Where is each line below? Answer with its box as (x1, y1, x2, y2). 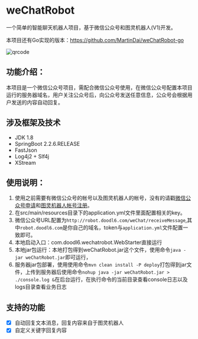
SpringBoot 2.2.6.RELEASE (14, 140, 80, 147)
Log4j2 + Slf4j (14, 152, 49, 160)
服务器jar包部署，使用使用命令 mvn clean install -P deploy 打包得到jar (14, 261, 187, 268)
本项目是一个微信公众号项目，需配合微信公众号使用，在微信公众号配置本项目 (6, 84, 193, 91)
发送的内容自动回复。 (11, 98, 63, 105)
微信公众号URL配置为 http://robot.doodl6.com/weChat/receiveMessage (14, 217, 186, 224)
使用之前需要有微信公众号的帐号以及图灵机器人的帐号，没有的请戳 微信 (14, 194, 186, 202)
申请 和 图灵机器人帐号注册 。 (25, 202, 93, 209)
